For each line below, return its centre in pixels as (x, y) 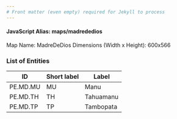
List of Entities (28, 60)
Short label (63, 77)
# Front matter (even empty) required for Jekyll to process (86, 12)
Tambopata (101, 107)
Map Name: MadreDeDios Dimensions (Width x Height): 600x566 (88, 45)
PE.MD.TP (24, 107)
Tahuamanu (102, 97)
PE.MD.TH (24, 97)
